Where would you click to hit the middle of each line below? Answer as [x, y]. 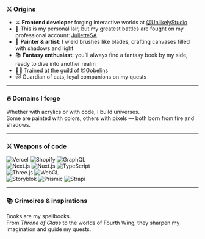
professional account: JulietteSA [56, 35]
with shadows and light [44, 48]
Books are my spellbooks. [39, 216]
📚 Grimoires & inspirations [47, 201]
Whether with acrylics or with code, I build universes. [73, 112]
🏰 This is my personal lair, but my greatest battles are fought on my [99, 29]
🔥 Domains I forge [33, 98]
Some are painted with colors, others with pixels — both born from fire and [100, 118]
